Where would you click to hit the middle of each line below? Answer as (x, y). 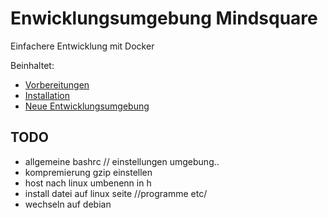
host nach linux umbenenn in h (88, 183)
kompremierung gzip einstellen (88, 172)
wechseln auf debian (68, 204)
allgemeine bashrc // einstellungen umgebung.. (122, 161)
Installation (47, 95)
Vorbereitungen (57, 84)
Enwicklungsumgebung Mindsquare (164, 18)
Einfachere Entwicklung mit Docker (82, 46)
